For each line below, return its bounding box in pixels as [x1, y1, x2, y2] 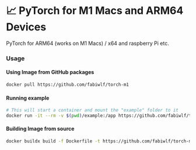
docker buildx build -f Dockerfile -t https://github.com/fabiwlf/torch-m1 [6, 138, 194, 144]
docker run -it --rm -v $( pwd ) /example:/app [6, 113, 116, 119]
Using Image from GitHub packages [6, 69, 94, 76]
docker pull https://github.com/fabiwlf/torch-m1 [6, 82, 129, 88]
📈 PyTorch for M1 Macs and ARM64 [6, 4, 184, 18]
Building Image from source [6, 125, 75, 132]
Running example [6, 94, 50, 102]
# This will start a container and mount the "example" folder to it [6, 107, 179, 113]
